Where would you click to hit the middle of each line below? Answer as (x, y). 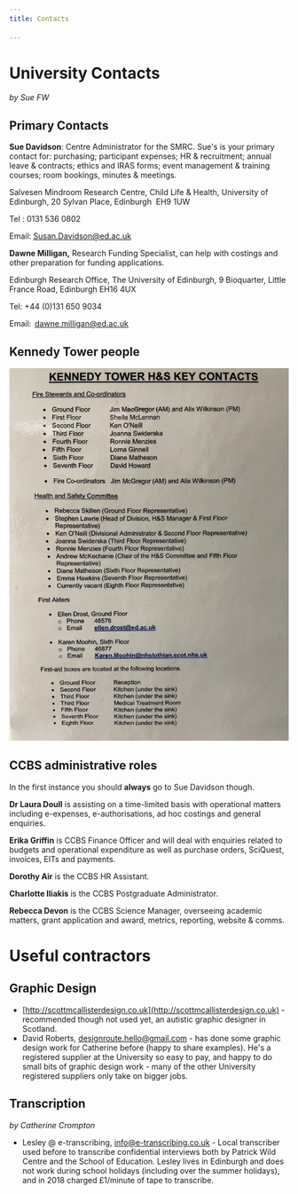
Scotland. (39, 1028)
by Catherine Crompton (52, 1125)
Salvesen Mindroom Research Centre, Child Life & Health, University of (139, 192)
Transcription (47, 1104)
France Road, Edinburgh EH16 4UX (73, 289)
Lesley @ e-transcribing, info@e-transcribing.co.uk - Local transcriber (151, 1142)
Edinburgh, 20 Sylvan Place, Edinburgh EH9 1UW (100, 202)
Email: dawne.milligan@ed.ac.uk (69, 324)
